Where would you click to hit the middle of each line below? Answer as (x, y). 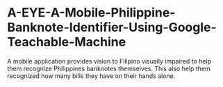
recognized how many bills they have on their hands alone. (91, 76)
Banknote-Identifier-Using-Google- (112, 27)
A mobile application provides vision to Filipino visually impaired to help (109, 61)
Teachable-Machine (67, 42)
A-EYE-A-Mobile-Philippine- (91, 13)
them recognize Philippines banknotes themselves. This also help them (109, 68)
